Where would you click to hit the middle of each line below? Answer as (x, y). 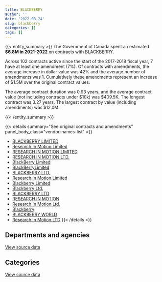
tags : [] (14, 32)
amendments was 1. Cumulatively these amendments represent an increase (81, 77)
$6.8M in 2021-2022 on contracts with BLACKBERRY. (59, 52)
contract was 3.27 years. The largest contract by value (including (71, 102)
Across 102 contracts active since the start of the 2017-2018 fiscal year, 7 (79, 61)
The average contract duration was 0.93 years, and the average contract (78, 92)
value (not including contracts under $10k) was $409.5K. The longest (75, 97)
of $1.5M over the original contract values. (48, 82)
